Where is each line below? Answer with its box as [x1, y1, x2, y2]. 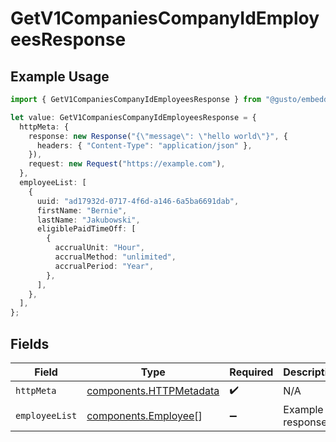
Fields [10, 335, 50, 352]
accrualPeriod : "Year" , [54, 261, 155, 271]
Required [229, 365, 274, 379]
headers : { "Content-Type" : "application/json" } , [36, 140, 253, 151]
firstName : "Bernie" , [36, 205, 128, 216]
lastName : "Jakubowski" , [36, 215, 141, 225]
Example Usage [10, 68, 110, 85]
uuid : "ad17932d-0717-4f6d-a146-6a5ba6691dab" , [36, 196, 240, 206]
